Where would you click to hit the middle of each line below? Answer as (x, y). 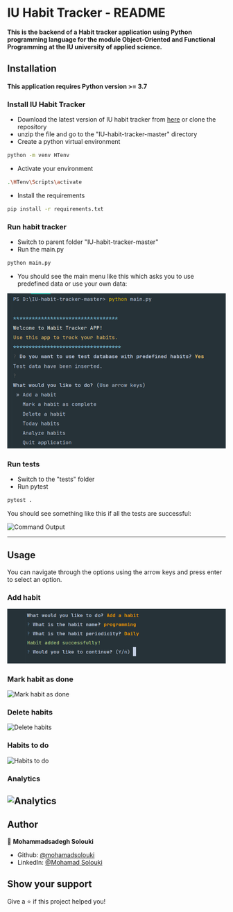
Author (23, 825)
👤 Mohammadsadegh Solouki (50, 841)
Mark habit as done (41, 679)
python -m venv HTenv (38, 155)
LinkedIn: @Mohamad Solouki (60, 862)
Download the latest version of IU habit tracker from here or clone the (116, 120)
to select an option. (35, 579)
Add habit (24, 597)
